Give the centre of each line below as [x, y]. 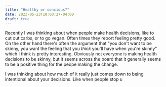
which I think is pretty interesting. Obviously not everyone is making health [81, 54]
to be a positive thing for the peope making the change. [62, 64]
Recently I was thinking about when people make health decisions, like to [80, 33]
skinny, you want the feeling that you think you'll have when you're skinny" [81, 49]
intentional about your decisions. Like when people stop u [64, 79]
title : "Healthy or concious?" [37, 10]
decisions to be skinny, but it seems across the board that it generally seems [83, 59]
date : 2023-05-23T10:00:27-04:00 [40, 14]
